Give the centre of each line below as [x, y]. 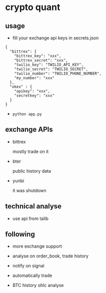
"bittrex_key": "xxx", [38, 56]
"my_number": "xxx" [34, 78]
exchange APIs [29, 130]
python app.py [27, 114]
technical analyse [33, 206]
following [20, 234]
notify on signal [28, 266]
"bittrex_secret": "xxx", [41, 60]
